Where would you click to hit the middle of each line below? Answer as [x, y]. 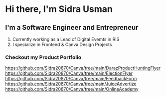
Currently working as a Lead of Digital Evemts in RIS [66, 39]
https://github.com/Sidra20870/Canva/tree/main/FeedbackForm [71, 79]
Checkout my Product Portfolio [43, 57]
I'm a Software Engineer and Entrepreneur [72, 27]
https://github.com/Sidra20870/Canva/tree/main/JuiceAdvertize [71, 84]
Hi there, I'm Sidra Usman [59, 9]
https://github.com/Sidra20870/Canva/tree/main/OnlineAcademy [72, 89]
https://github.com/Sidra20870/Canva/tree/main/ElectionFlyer [69, 73]
